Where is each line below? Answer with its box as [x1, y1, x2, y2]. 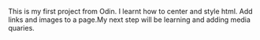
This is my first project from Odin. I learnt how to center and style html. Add [8, 7, 254, 16]
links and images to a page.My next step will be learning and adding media [8, 15, 251, 24]
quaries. [8, 24, 35, 32]
